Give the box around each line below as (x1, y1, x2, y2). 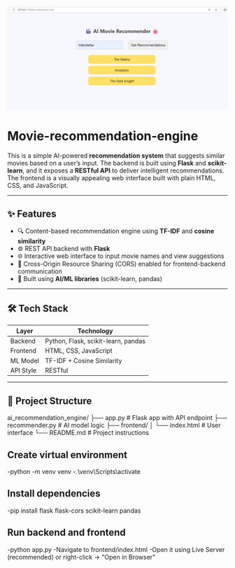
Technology (77, 326, 113, 335)
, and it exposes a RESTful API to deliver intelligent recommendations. (22, 166, 225, 175)
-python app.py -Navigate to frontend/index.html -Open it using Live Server (7, 545, 225, 553)
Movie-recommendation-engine (7, 128, 199, 144)
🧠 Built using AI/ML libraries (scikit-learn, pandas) (17, 275, 163, 283)
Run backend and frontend (7, 527, 126, 539)
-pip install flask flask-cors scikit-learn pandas (7, 506, 141, 515)
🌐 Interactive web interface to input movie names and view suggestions (17, 252, 225, 260)
